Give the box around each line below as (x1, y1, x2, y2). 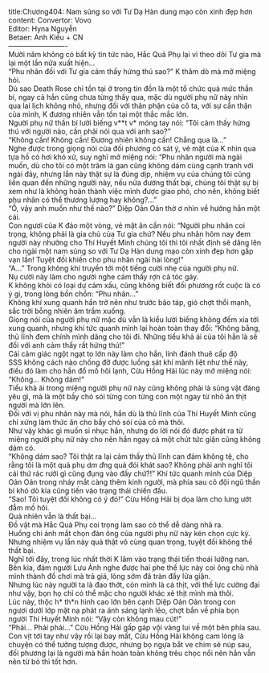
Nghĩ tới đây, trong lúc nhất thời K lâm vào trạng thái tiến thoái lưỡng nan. (8, 555, 250, 564)
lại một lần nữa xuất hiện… (8, 58, 96, 68)
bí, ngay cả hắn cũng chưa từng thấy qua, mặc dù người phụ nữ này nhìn (8, 93, 248, 101)
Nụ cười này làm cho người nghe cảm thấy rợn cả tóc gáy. (8, 272, 199, 281)
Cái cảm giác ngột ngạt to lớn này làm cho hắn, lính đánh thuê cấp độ (8, 349, 238, 358)
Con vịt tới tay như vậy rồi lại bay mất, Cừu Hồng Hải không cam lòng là (8, 631, 244, 641)
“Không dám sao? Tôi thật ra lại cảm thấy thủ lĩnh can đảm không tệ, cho (8, 452, 249, 461)
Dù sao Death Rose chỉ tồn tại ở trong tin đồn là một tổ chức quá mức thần (8, 84, 254, 93)
